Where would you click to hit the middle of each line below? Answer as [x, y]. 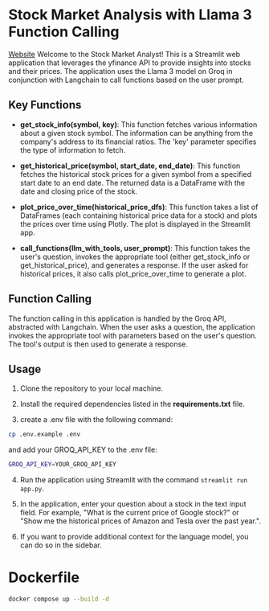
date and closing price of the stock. [79, 191]
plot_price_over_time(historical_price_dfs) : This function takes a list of [139, 207]
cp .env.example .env [45, 435]
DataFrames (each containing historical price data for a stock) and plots [139, 215]
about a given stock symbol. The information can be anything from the [137, 133]
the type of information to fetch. [73, 150]
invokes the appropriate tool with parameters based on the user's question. [132, 335]
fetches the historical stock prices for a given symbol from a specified [135, 174]
